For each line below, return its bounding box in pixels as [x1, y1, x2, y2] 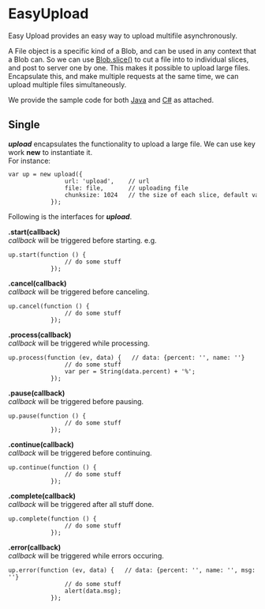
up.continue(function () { [8, 463, 97, 471]
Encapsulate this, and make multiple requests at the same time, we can [8, 71, 239, 81]
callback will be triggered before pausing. [8, 396, 144, 406]
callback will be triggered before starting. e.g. [8, 235, 157, 245]
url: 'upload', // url [64, 177, 150, 185]
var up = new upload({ [8, 170, 83, 178]
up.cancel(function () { [8, 302, 90, 310]
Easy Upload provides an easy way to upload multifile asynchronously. [8, 31, 238, 40]
